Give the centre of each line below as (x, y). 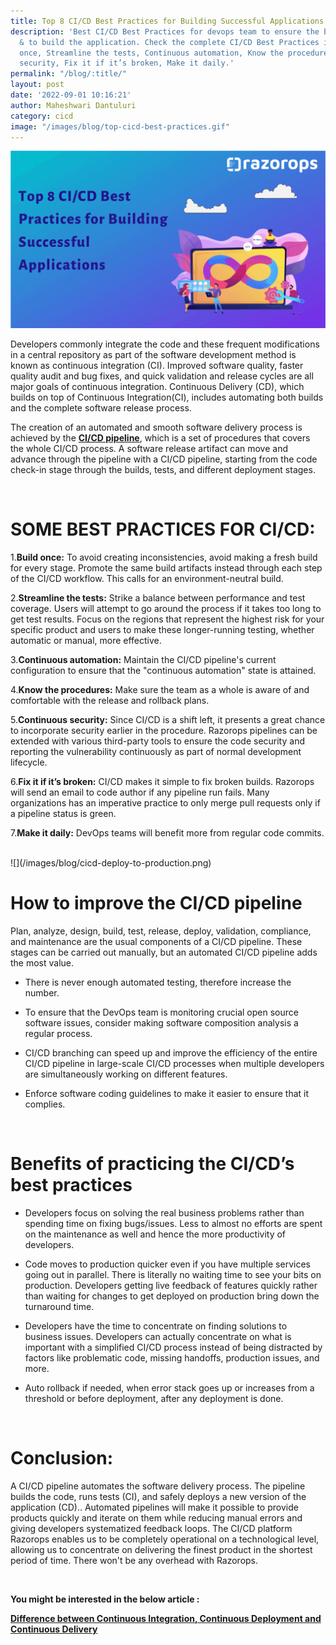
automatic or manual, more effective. (86, 640)
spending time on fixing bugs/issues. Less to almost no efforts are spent (173, 1223)
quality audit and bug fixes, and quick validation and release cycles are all (162, 376)
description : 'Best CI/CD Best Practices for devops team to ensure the (165, 31)
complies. (45, 1104)
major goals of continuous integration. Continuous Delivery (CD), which (157, 386)
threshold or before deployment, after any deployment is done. (154, 1398)
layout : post (37, 85)
